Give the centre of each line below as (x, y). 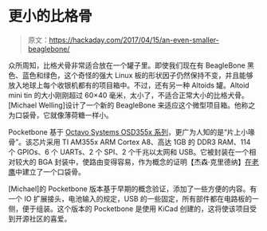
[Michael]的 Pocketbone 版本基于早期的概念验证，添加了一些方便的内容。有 (133, 189)
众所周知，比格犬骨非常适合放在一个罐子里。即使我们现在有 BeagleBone (127, 65)
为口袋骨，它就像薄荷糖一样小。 (61, 115)
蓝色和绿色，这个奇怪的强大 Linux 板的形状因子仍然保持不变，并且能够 (137, 75)
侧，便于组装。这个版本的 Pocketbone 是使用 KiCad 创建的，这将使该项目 (129, 209)
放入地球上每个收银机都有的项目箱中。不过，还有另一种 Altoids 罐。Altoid (129, 85)
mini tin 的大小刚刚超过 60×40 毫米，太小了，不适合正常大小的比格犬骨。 (128, 95)
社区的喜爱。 (50, 218)
